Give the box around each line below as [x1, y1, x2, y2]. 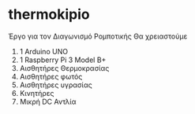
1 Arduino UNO [19, 46, 69, 56]
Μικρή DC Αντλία [19, 97, 77, 106]
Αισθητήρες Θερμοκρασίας [19, 63, 110, 72]
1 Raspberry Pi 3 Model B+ [19, 55, 107, 64]
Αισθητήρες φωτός [19, 72, 83, 81]
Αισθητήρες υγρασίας [19, 80, 92, 90]
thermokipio [8, 6, 91, 24]
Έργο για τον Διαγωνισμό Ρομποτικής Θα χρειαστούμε [8, 31, 188, 41]
